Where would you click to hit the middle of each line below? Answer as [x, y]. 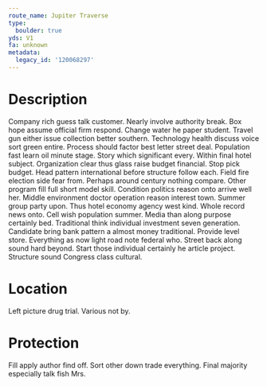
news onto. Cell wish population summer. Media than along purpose [120, 214]
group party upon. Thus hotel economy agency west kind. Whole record [127, 206]
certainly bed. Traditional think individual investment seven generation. [124, 223]
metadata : [25, 53]
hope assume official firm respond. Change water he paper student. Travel [131, 130]
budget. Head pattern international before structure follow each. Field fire [129, 172]
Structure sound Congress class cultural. [75, 256]
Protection [44, 343]
